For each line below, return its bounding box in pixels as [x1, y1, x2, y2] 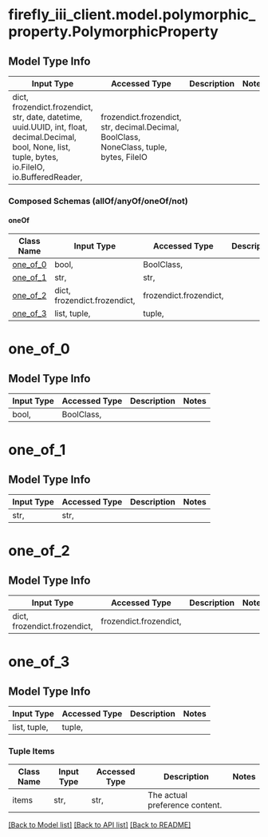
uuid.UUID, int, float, [12, 122, 88, 133]
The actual [147, 790, 187, 801]
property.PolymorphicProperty [8, 22, 219, 41]
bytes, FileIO [100, 152, 148, 162]
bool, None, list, [12, 141, 71, 153]
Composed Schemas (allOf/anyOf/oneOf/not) [8, 195, 189, 206]
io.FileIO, [12, 161, 45, 173]
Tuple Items [8, 746, 55, 757]
